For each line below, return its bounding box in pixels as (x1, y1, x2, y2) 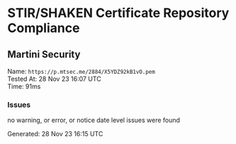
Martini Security (7, 48, 81, 60)
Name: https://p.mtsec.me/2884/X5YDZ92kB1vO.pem (7, 67, 156, 75)
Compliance (7, 20, 80, 36)
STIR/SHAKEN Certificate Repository (7, 5, 230, 21)
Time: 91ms (7, 82, 41, 90)
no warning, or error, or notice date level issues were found (7, 116, 181, 125)
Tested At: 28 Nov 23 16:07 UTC (7, 74, 101, 83)
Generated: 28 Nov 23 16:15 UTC (7, 130, 103, 138)
